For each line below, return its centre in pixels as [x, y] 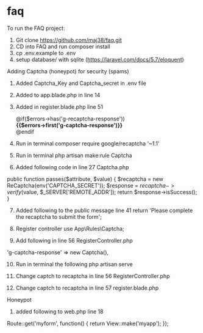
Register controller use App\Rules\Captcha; [70, 229]
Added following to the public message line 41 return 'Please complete [104, 210]
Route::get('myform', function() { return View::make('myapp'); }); [88, 323]
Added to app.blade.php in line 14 [58, 95]
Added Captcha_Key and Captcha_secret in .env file [81, 83]
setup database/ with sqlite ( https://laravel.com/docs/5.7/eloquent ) [100, 59]
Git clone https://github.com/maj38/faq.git [69, 40]
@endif [25, 131]
